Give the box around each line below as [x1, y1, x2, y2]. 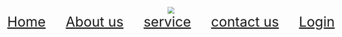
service [143, 13, 192, 30]
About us [65, 13, 124, 30]
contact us [211, 13, 280, 30]
